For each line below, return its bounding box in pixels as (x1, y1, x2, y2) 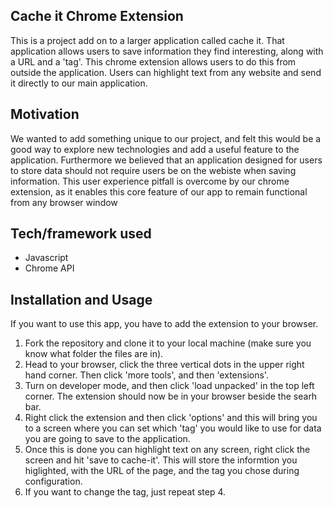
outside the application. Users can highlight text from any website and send (10, 66, 322, 78)
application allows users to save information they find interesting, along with (10, 45, 324, 57)
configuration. (24, 475, 83, 488)
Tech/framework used (10, 225, 152, 243)
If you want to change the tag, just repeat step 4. (24, 486, 227, 498)
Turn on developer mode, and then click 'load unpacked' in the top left (24, 380, 315, 392)
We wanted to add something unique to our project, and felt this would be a (10, 132, 322, 144)
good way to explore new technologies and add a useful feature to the (10, 143, 300, 155)
